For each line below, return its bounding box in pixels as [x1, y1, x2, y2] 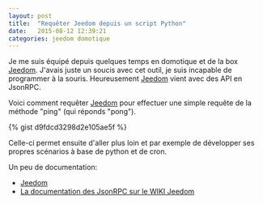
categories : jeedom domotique [8, 34, 111, 43]
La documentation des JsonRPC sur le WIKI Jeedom [19, 187, 195, 197]
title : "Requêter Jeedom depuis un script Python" [8, 19, 186, 28]
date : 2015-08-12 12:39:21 [8, 27, 107, 35]
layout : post [8, 11, 53, 20]
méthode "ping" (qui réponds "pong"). [8, 107, 136, 117]
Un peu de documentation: [8, 163, 98, 172]
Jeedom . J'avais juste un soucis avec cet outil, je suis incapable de [8, 66, 232, 75]
